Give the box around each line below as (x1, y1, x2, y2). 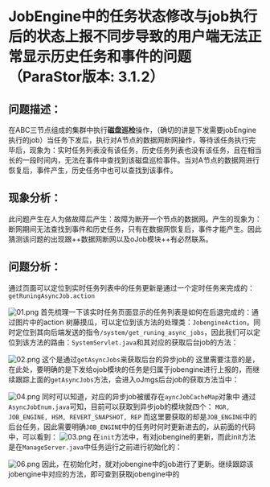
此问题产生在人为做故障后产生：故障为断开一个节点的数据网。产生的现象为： (8, 214, 262, 224)
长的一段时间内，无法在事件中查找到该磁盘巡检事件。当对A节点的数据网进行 (8, 155, 260, 165)
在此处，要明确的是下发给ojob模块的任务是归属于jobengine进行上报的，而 (8, 364, 253, 374)
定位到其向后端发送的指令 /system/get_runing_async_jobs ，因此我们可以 (14, 327, 254, 336)
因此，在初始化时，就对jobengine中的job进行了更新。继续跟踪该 (41, 459, 255, 468)
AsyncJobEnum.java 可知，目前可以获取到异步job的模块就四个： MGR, (8, 402, 231, 411)
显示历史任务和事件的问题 (22, 47, 192, 66)
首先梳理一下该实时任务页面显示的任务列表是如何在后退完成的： (39, 307, 252, 316)
